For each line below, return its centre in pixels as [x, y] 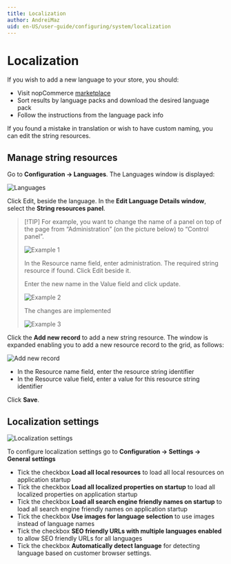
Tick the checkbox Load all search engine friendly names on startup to [120, 501]
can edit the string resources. [49, 136]
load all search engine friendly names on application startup [102, 509]
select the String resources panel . [56, 209]
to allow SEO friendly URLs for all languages [80, 538]
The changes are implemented [68, 311]
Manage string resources [62, 157]
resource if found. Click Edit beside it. [77, 271]
